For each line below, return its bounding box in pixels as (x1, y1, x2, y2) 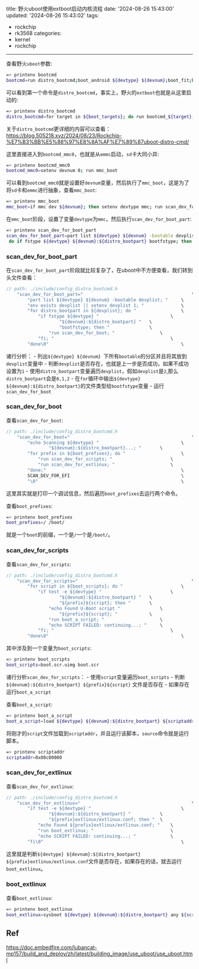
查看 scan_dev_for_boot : (6, 417, 63, 424)
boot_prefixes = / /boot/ (6, 520, 65, 526)
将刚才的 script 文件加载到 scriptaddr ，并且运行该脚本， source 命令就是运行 (6, 729, 190, 737)
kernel (14, 36, 31, 43)
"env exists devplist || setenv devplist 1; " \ (27, 302, 184, 309)
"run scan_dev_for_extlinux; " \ (37, 462, 174, 468)
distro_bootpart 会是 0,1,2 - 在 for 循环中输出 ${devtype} (6, 374, 141, 382)
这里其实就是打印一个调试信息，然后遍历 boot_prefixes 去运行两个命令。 (6, 490, 181, 497)
